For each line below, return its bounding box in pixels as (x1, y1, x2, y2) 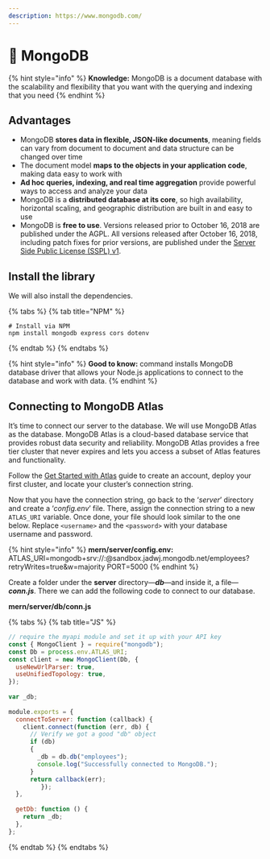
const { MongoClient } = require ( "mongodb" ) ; (8, 640, 164, 649)
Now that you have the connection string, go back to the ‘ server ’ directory (8, 495, 254, 504)
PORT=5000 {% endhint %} (106, 562, 199, 571)
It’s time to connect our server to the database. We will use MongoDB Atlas (8, 421, 257, 430)
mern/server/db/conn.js (8, 602, 92, 611)
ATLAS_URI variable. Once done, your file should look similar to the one (8, 512, 241, 521)
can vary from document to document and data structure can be (19, 143, 235, 153)
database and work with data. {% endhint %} (8, 376, 158, 386)
